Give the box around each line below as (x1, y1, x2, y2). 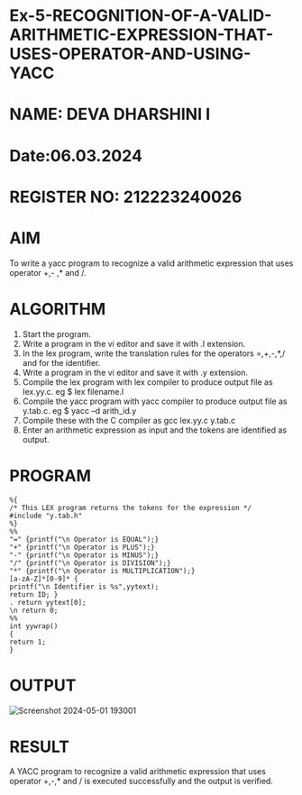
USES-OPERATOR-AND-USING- (9, 44, 252, 64)
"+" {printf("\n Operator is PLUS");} (9, 543, 155, 552)
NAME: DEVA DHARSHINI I (9, 105, 211, 124)
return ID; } (9, 589, 59, 599)
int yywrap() (9, 621, 59, 631)
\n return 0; (9, 606, 59, 615)
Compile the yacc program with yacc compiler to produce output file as (22, 396, 288, 407)
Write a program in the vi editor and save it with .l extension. (22, 338, 246, 349)
